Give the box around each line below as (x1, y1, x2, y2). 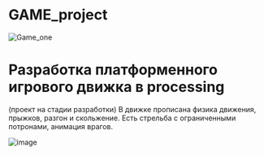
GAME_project (8, 6, 108, 24)
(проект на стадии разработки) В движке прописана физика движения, (8, 104, 257, 114)
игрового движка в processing (8, 78, 225, 96)
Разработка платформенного (8, 61, 218, 79)
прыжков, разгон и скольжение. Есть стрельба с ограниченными (8, 113, 236, 123)
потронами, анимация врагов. (8, 121, 114, 131)
